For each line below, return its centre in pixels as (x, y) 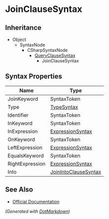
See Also (19, 190)
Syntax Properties (34, 77)
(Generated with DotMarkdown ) (38, 211)
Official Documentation (36, 202)
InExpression (23, 131)
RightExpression (27, 164)
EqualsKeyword (26, 156)
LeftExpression (25, 147)
